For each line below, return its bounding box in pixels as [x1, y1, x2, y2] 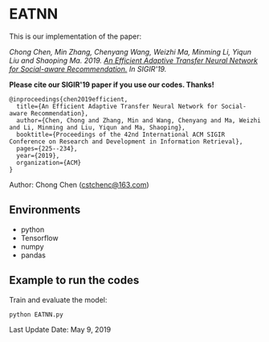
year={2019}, [16, 151, 60, 159]
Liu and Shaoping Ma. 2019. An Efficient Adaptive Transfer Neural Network [9, 56, 259, 65]
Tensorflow [20, 233, 59, 242]
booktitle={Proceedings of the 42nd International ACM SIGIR [16, 130, 226, 138]
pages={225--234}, [16, 144, 79, 153]
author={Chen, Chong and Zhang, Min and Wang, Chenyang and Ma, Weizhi [16, 116, 262, 125]
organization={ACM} [16, 159, 82, 167]
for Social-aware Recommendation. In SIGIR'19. [9, 64, 167, 73]
